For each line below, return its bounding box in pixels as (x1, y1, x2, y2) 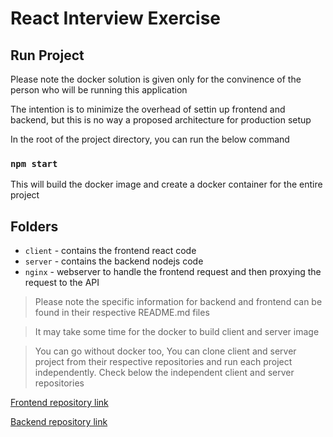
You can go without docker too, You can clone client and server (34, 345, 297, 357)
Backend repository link (10, 416, 108, 428)
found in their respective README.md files (34, 307, 210, 319)
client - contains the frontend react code (24, 245, 197, 257)
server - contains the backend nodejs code (24, 255, 204, 267)
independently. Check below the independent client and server (34, 367, 295, 379)
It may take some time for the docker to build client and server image (34, 326, 320, 338)
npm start (10, 158, 58, 169)
